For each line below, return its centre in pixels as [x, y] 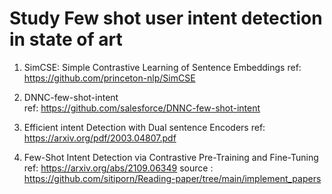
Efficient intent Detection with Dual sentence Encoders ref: [144, 127]
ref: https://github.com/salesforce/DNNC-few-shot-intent [142, 108]
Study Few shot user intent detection [166, 18]
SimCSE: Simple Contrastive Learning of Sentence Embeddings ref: [162, 67]
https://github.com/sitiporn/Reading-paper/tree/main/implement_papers [172, 178]
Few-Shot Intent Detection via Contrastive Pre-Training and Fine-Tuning [171, 157]
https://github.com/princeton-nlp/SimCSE [109, 78]
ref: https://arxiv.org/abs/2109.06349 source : [118, 168]
